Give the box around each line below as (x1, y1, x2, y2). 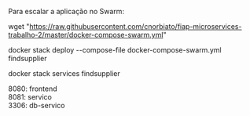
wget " (8, 22, 30, 31)
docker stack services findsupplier (8, 69, 120, 78)
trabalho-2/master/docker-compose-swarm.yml (8, 31, 164, 39)
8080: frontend (8, 84, 57, 93)
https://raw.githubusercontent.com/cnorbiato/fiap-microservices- (29, 22, 242, 31)
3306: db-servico (8, 101, 65, 110)
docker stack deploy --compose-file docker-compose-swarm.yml (8, 45, 222, 54)
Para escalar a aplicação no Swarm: (8, 7, 124, 16)
